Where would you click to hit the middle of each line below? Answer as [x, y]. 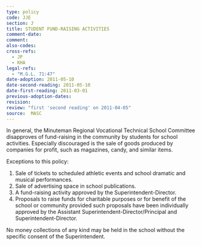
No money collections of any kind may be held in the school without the [95, 230]
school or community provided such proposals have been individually [102, 205]
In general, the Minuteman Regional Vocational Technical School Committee [101, 130]
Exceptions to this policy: [38, 162]
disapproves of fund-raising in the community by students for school [92, 137]
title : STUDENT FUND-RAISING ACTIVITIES [58, 29]
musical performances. [44, 180]
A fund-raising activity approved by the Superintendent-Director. [96, 193]
